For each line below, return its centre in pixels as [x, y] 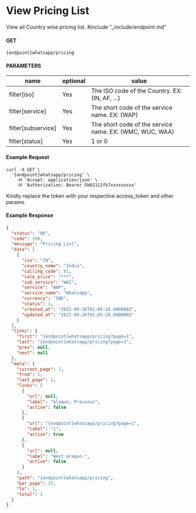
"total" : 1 [30, 494]
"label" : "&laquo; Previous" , [64, 402]
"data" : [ [23, 250]
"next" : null [32, 353]
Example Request [28, 157]
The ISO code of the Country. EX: [137, 91]
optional [74, 81]
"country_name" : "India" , [53, 266]
